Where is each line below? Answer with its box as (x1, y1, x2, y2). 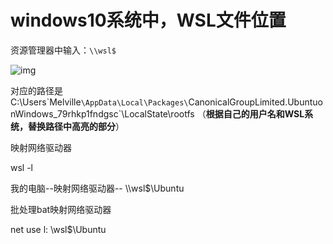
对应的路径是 (10, 84, 63, 96)
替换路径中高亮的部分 (27, 120, 116, 132)
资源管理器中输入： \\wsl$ (10, 44, 117, 56)
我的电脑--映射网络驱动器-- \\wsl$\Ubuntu (10, 182, 185, 194)
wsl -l (10, 161, 34, 173)
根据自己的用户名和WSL (205, 107, 305, 120)
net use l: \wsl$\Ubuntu (10, 223, 107, 235)
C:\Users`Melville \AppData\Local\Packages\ (10, 96, 189, 108)
